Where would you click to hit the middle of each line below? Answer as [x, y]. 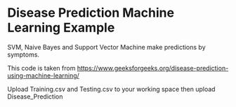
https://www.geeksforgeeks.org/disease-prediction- [153, 68]
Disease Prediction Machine [91, 13]
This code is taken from [41, 68]
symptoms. [24, 55]
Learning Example [61, 28]
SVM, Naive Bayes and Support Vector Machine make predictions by [106, 47]
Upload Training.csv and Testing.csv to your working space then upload [111, 89]
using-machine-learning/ [43, 76]
